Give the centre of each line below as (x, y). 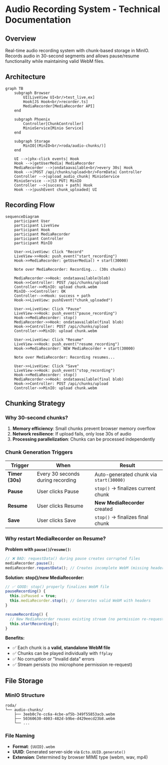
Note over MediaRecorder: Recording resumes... (64, 357)
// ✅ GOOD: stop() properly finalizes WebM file (57, 587)
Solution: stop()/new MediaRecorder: (45, 577)
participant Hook (32, 230)
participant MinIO (33, 243)
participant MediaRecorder (42, 234)
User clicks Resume (60, 506)
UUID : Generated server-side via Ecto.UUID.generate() (69, 752)
